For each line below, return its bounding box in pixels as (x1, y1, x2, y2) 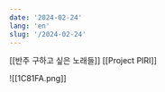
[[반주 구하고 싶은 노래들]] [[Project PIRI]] (9, 55, 158, 66)
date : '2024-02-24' (9, 13, 83, 22)
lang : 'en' (9, 21, 50, 30)
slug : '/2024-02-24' (9, 29, 87, 38)
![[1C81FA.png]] (9, 73, 67, 84)
